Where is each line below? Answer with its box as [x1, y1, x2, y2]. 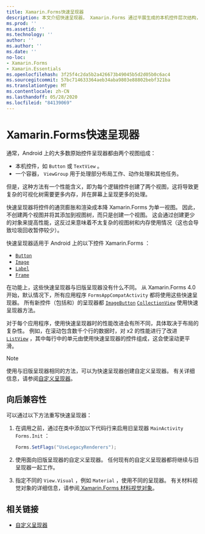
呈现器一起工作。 [15, 464, 59, 471]
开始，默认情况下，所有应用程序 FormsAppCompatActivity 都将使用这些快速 [6, 291, 193, 298]
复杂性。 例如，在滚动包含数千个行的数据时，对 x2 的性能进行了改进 [6, 327, 178, 334]
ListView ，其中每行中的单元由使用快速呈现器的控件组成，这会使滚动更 [6, 334, 185, 342]
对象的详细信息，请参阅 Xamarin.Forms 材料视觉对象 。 [20, 485, 158, 492]
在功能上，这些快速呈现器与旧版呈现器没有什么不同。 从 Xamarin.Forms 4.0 [6, 283, 196, 290]
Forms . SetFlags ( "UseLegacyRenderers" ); [15, 444, 117, 450]
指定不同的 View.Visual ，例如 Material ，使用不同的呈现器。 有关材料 [15, 477, 193, 484]
